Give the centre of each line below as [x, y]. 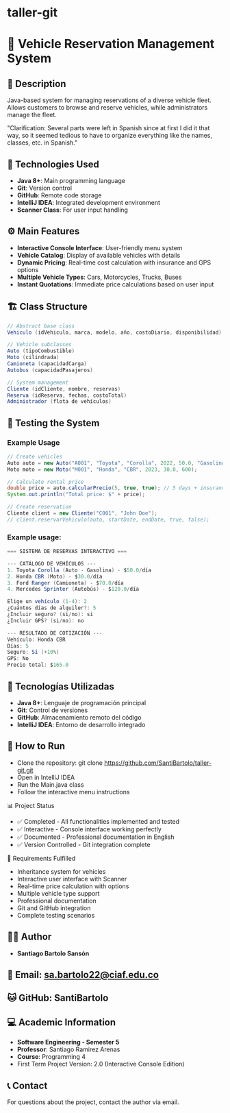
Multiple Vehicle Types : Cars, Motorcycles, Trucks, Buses [99, 277]
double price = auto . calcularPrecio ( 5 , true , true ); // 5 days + [102, 488]
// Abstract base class [41, 326]
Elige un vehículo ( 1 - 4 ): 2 [47, 602]
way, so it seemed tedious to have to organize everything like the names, [110, 136]
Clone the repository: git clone [60, 763]
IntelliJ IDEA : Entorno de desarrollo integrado [81, 724]
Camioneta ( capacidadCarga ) [47, 364]
